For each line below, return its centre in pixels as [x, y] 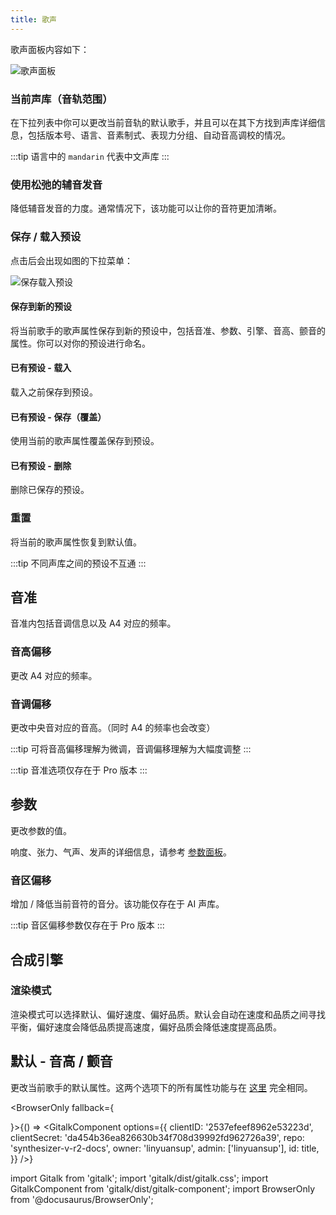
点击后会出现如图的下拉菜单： [71, 260]
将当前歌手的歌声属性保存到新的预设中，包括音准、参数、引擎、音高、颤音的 [168, 330]
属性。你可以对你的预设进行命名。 [80, 343]
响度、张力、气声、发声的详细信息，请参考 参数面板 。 [121, 852]
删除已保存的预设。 [50, 490]
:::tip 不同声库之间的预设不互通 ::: [78, 563]
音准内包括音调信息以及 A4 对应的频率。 [93, 623]
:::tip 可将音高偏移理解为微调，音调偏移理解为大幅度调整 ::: [131, 749]
